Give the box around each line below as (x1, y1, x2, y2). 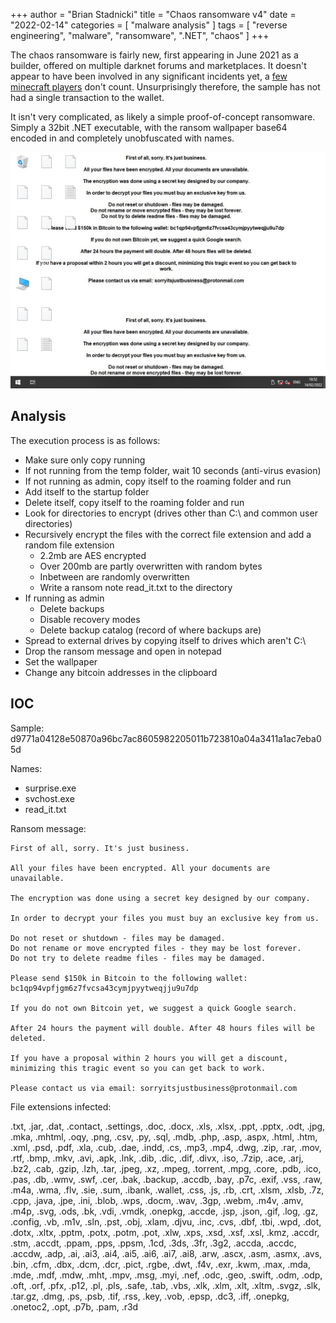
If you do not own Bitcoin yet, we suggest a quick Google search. (10, 1003, 298, 1013)
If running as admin (24, 592, 105, 604)
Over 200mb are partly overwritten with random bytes (39, 560, 263, 572)
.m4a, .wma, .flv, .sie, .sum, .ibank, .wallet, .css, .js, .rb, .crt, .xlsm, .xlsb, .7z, (10, 1184, 325, 1196)
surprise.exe (24, 782, 77, 794)
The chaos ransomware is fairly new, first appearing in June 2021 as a (10, 49, 299, 61)
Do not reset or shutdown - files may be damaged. (10, 933, 226, 943)
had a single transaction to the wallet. (10, 92, 165, 103)
